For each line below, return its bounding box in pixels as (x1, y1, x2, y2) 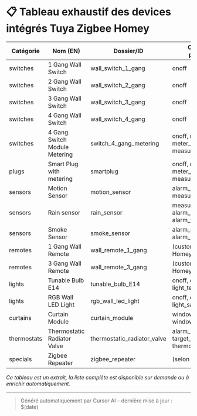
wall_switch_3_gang (90, 98, 145, 106)
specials (9, 355, 32, 363)
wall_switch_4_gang (90, 115, 145, 123)
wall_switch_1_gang (90, 64, 145, 72)
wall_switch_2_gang (90, 81, 145, 89)
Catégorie (11, 47, 40, 55)
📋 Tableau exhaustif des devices (6, 5, 171, 19)
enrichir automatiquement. (6, 380, 70, 387)
